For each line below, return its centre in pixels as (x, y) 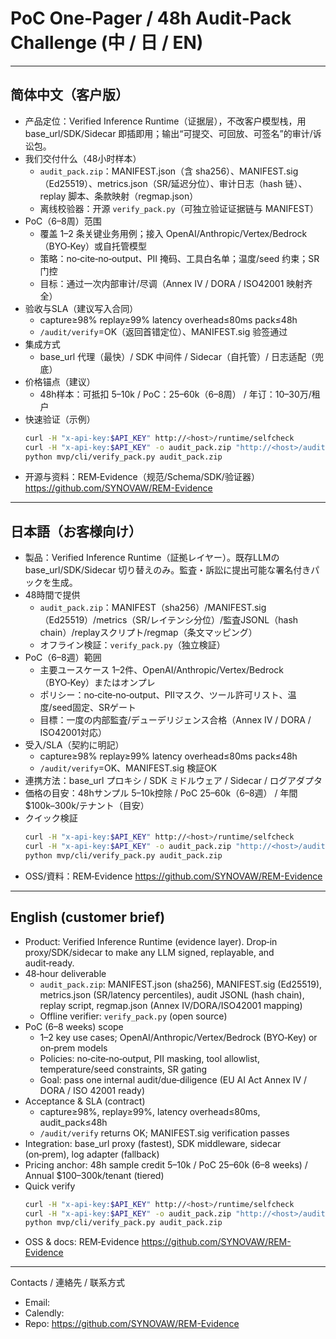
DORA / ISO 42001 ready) (92, 1090)
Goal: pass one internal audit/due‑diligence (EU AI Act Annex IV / (173, 1079)
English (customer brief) (88, 917)
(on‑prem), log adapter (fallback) (92, 1154)
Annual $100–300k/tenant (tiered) (94, 1175)
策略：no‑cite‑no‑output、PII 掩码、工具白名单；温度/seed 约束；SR (179, 258)
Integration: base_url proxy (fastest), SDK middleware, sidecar (153, 1143)
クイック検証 (51, 818)
